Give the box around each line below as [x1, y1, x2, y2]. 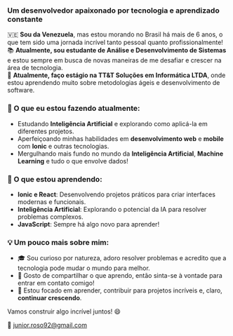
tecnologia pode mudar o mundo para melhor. [17, 264, 151, 272]
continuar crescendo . [17, 294, 82, 302]
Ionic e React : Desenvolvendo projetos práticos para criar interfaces [17, 190, 216, 199]
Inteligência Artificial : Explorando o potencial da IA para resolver [17, 205, 207, 213]
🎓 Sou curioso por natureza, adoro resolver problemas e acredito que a [17, 254, 227, 262]
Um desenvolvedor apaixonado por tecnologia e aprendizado [7, 6, 220, 15]
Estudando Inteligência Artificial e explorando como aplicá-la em [17, 119, 208, 128]
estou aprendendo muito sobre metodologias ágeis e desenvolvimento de [7, 79, 220, 87]
